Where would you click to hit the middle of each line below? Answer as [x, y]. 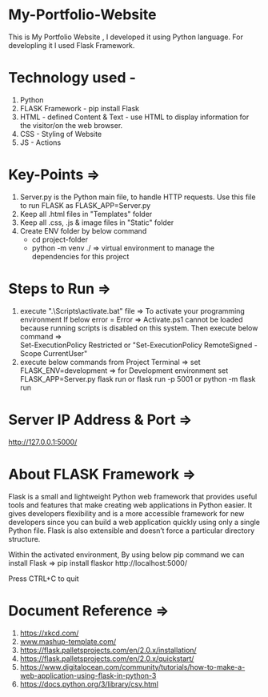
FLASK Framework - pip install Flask [80, 108]
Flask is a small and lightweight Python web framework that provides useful [133, 496]
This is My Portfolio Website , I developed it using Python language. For [126, 37]
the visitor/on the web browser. [71, 125]
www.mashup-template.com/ [68, 641]
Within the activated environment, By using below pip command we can [126, 555]
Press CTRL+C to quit [44, 579]
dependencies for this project [80, 256]
